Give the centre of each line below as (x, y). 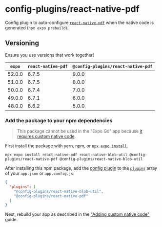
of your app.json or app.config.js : (40, 173)
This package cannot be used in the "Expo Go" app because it (80, 131)
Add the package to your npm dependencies (59, 120)
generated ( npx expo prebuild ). (37, 27)
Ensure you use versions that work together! (50, 55)
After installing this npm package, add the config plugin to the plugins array (81, 168)
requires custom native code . (46, 136)
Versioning (22, 43)
